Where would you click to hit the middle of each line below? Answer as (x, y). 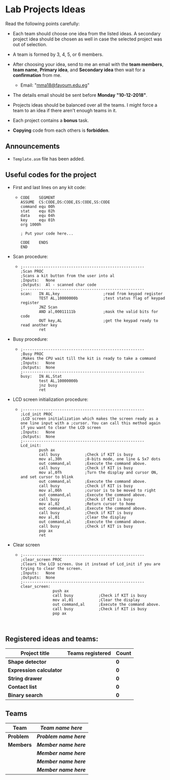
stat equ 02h (38, 211)
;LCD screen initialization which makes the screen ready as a (89, 419)
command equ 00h (38, 207)
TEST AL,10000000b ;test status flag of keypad (102, 298)
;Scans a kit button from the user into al (68, 276)
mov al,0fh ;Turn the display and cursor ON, (99, 473)
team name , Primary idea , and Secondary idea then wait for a (79, 70)
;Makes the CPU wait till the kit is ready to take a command (88, 358)
